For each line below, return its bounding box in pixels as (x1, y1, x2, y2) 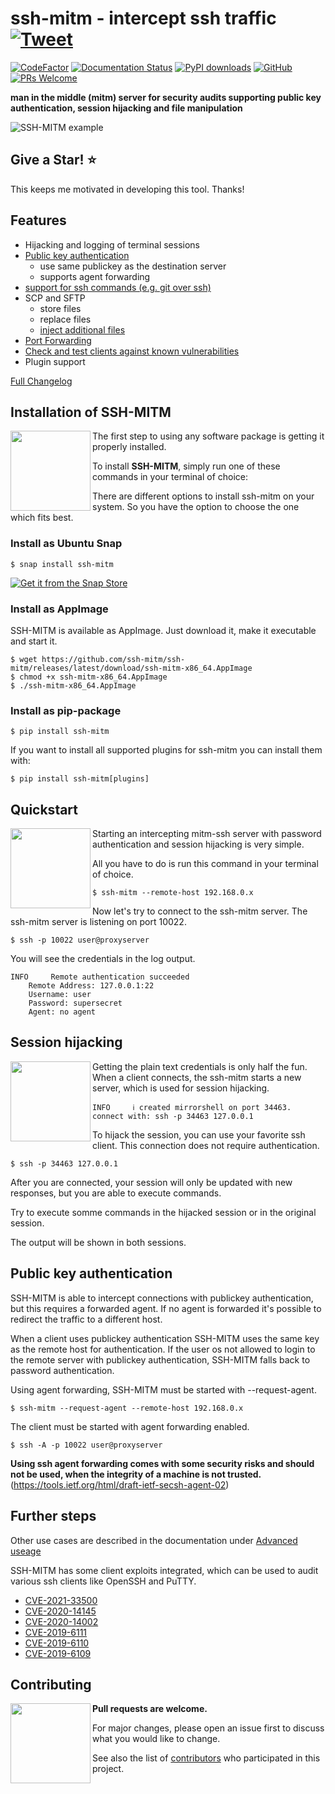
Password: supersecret (28, 998, 123, 1009)
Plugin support (24, 355, 86, 367)
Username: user (28, 990, 92, 1000)
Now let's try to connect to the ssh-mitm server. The (92, 905, 308, 917)
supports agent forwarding (39, 270, 151, 282)
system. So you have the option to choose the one (92, 501, 300, 513)
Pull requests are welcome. (92, 1703, 208, 1715)
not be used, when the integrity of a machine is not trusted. (10, 1468, 262, 1480)
